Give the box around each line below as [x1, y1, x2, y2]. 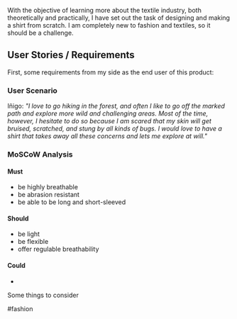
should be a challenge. [7, 28, 74, 37]
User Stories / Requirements [7, 49, 135, 61]
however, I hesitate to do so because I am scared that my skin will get [7, 117, 211, 125]
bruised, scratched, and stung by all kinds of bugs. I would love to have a [7, 124, 222, 133]
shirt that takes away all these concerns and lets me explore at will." [7, 132, 208, 140]
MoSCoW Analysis [7, 150, 73, 159]
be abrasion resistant [17, 191, 80, 199]
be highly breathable [17, 183, 78, 191]
